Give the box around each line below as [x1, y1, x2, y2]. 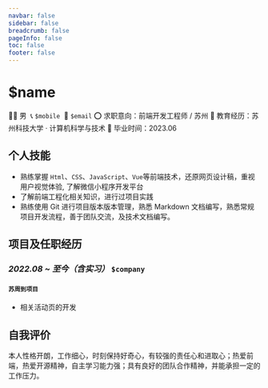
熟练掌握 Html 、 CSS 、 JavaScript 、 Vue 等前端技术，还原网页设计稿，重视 [19, 171, 255, 181]
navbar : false [8, 11, 56, 20]
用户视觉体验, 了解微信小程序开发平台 [19, 182, 144, 191]
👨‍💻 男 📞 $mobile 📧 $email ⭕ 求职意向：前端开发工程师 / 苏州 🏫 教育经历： [8, 110, 252, 120]
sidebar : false [8, 19, 59, 27]
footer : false [8, 49, 56, 57]
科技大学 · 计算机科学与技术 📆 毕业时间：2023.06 [14, 123, 178, 133]
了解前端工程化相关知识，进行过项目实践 [19, 191, 154, 201]
